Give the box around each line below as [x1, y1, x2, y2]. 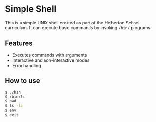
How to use [5, 77, 40, 85]
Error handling [12, 62, 41, 68]
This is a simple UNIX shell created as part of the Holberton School [5, 20, 140, 25]
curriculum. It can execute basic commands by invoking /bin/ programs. [5, 24, 152, 30]
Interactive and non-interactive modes [12, 57, 89, 63]
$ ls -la [5, 103, 23, 108]
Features [5, 39, 33, 48]
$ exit [5, 112, 19, 117]
